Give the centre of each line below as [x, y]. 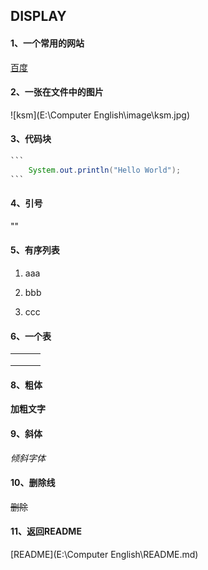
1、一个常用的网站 [47, 43]
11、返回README [46, 531]
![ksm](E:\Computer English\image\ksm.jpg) [100, 115]
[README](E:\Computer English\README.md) [104, 555]
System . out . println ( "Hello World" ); [105, 170]
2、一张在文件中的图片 [57, 92]
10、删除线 [33, 483]
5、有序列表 [35, 250]
